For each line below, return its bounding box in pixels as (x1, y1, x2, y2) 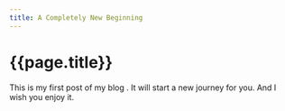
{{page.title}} (9, 51, 113, 72)
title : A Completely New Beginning (9, 13, 143, 23)
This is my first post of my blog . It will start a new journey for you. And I (9, 82, 277, 93)
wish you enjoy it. (9, 91, 75, 102)
